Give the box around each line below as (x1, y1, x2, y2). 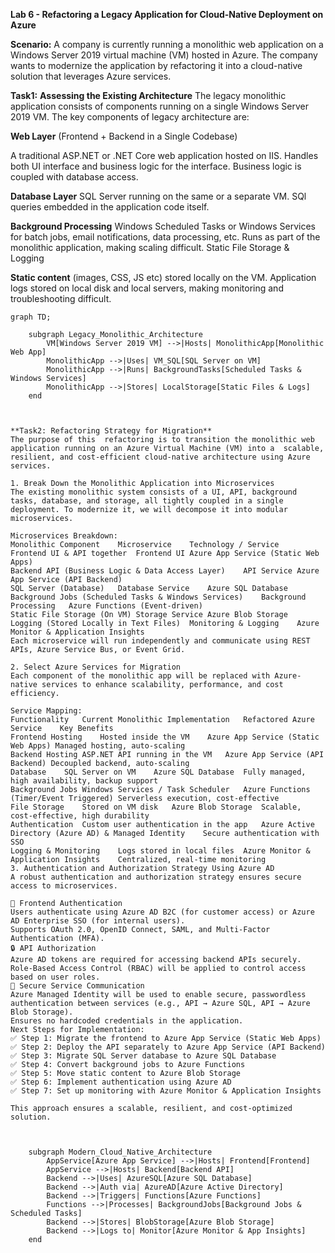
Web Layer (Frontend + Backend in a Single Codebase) (10, 130, 238, 142)
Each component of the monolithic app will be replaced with (10, 671, 271, 681)
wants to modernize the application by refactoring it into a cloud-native (10, 60, 303, 71)
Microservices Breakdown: (10, 531, 118, 541)
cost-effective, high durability (10, 811, 150, 821)
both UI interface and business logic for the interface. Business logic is (10, 160, 302, 172)
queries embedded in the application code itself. (10, 201, 210, 213)
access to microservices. (10, 881, 118, 891)
